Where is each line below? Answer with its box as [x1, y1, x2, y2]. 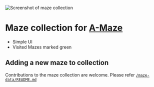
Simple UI [12, 38, 32, 44]
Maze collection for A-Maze [5, 22, 123, 33]
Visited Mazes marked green [12, 44, 72, 50]
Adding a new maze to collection [5, 58, 109, 67]
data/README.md [5, 77, 37, 82]
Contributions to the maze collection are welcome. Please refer [5, 71, 135, 77]
